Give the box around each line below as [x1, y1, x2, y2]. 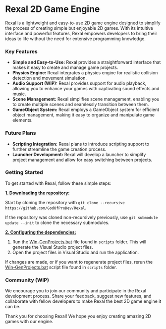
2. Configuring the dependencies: [5, 229, 76, 235]
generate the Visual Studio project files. [12, 244, 93, 250]
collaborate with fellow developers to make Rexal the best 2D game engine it [5, 298, 162, 304]
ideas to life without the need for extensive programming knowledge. [5, 36, 146, 42]
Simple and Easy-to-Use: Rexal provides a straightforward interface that [12, 59, 161, 65]
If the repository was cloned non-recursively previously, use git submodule [5, 214, 158, 220]
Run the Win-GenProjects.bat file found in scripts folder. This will [12, 239, 147, 245]
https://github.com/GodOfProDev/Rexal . [5, 205, 87, 211]
